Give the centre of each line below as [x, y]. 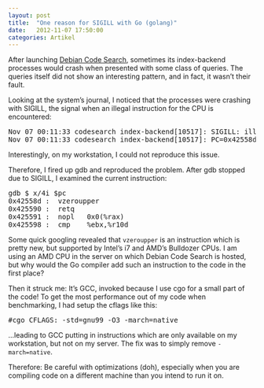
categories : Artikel [42, 37]
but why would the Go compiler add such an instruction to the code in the [127, 265]
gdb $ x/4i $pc [37, 193]
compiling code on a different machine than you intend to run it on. [116, 375]
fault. [16, 85]
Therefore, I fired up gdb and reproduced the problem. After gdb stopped [127, 170]
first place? [26, 273]
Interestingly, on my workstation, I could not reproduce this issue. [114, 155]
